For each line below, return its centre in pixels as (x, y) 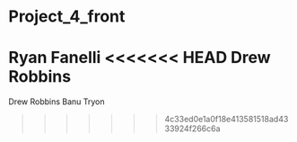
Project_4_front (67, 17)
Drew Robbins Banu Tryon (57, 102)
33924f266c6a (192, 129)
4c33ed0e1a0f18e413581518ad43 (227, 120)
